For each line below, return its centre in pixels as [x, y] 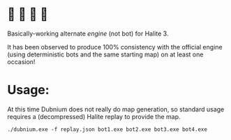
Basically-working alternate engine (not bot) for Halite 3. [88, 33]
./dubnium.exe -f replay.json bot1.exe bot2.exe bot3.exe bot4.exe [107, 129]
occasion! [21, 61]
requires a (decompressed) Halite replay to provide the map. [94, 116]
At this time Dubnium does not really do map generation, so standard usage [116, 109]
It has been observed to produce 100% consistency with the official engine [115, 47]
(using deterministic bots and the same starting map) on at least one [105, 54]
